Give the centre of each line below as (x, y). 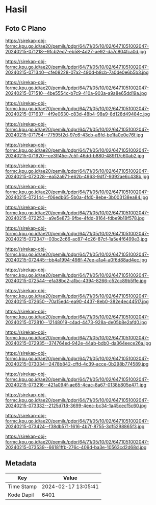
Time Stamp (22, 487)
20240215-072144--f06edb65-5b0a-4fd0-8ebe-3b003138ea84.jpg (77, 197)
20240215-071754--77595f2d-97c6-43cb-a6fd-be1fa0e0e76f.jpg (74, 135)
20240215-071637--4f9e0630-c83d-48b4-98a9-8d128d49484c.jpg (78, 114)
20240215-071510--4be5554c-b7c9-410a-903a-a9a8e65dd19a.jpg (76, 93)
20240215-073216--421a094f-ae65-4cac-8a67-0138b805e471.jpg (76, 385)
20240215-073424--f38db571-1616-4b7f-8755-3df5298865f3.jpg (75, 426)
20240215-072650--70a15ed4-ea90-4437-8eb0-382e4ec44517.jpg (77, 301)
